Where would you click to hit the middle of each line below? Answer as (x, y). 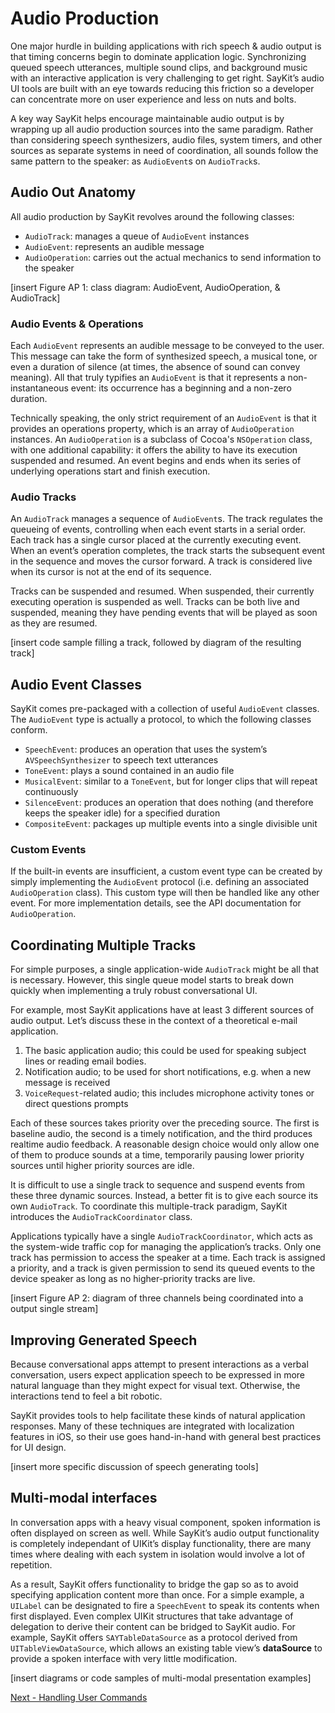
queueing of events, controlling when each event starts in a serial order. (158, 529)
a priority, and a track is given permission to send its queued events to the (163, 1268)
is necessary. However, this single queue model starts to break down (152, 980)
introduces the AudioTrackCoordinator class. (101, 1217)
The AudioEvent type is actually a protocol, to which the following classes (161, 719)
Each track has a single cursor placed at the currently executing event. (156, 540)
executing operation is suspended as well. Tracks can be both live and (155, 602)
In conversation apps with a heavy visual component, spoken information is (165, 1522)
